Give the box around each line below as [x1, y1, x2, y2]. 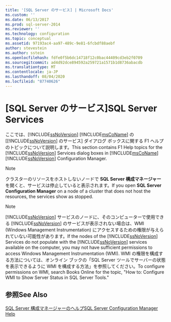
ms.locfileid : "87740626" [5, 79, 60, 84]
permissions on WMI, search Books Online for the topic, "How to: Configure [5, 269, 164, 275]
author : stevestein [5, 46, 47, 51]
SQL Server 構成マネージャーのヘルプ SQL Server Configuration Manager [5, 305, 158, 311]
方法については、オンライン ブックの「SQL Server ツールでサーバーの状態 [9, 256, 166, 263]
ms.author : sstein [5, 50, 44, 55]
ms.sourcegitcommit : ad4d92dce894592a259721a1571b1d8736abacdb [5, 60, 143, 65]
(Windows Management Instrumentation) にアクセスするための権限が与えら [5, 226, 164, 233]
